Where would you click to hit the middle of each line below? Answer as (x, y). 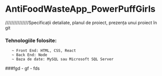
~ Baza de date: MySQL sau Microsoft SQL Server (62, 59)
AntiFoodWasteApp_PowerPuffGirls (80, 9)
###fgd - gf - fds (22, 68)
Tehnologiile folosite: (31, 40)
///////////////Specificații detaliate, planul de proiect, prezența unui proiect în (81, 23)
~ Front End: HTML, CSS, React (44, 51)
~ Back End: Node (30, 55)
